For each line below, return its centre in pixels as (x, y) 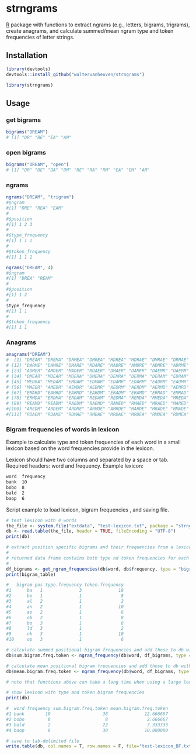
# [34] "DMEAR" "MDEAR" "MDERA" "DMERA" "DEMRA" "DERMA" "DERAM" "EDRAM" (98, 376)
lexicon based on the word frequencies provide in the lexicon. (80, 448)
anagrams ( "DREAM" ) (28, 355)
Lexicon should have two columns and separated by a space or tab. (87, 460)
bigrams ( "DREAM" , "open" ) (37, 165)
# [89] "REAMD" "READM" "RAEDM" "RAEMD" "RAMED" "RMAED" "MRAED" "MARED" (98, 404)
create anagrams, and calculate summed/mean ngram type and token (90, 30)
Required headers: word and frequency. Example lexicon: (75, 466)
